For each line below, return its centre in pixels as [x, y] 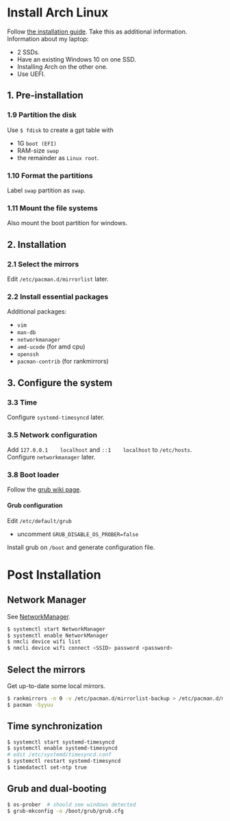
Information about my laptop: [48, 38]
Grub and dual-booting [57, 789]
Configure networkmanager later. [51, 457]
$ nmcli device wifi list [44, 642]
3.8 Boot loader [33, 475]
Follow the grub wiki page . [44, 490]
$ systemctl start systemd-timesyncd [61, 742]
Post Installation [54, 575]
